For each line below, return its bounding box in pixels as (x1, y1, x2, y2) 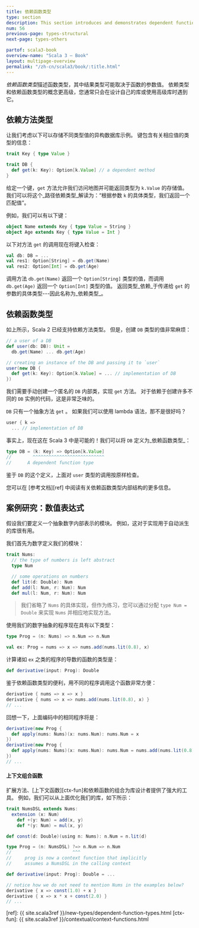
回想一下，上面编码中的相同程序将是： (6, 713, 99, 720)
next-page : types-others (6, 36, 68, 42)
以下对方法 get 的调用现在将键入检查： (6, 240, 101, 247)
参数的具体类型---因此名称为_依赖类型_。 (6, 290, 107, 297)
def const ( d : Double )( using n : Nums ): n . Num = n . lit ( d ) (6, 833, 147, 839)
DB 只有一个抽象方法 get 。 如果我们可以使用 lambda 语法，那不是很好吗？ (6, 408, 187, 415)
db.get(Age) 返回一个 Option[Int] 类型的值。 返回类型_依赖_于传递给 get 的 (6, 283, 190, 290)
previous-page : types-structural (6, 31, 89, 37)
